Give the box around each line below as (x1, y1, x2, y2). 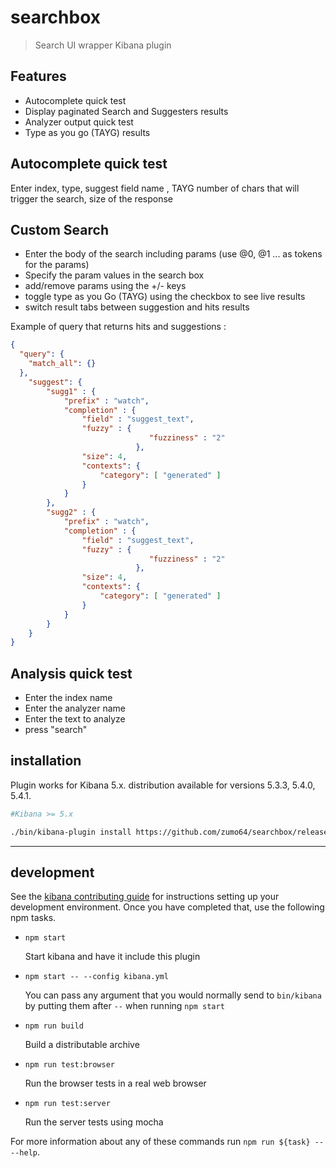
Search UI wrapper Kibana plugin (34, 39, 172, 51)
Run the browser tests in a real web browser (24, 1077, 207, 1090)
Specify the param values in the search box (24, 269, 205, 281)
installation (10, 752, 82, 770)
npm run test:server (24, 1099, 111, 1109)
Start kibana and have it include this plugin (24, 951, 201, 963)
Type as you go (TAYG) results (24, 126, 151, 138)
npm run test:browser (24, 1060, 115, 1070)
